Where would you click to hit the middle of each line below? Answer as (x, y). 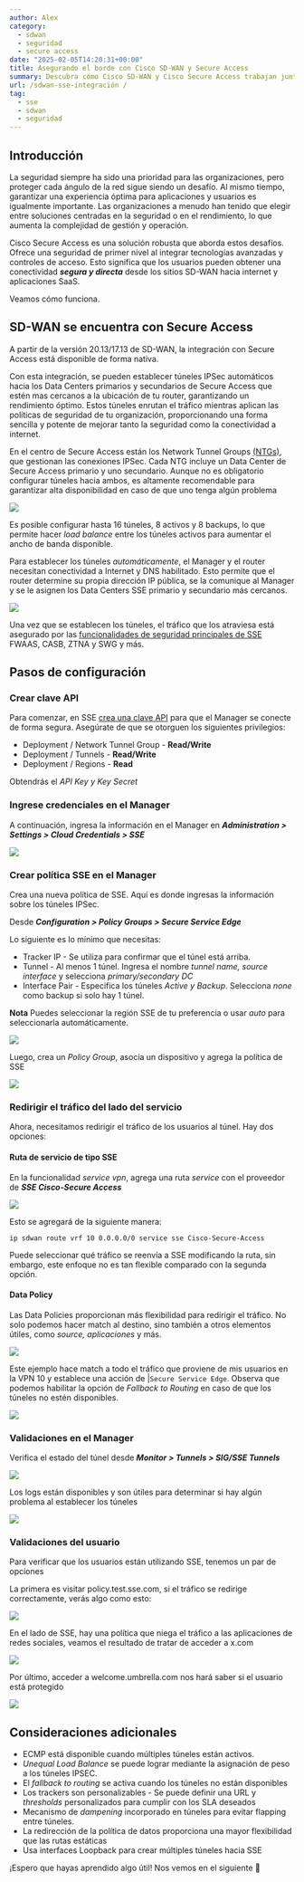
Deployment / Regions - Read (77, 764)
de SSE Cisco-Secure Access (66, 1187)
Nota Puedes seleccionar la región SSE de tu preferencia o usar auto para (147, 1013)
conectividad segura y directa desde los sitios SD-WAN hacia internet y (144, 272)
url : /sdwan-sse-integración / (68, 85)
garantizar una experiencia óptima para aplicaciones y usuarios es (133, 196)
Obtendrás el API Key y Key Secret (74, 782)
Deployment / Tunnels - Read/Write (89, 755)
